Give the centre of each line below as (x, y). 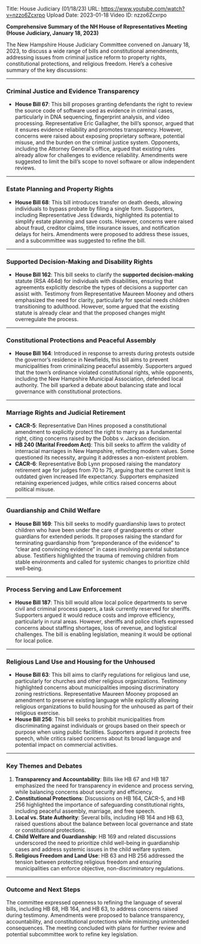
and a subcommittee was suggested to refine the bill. (80, 240)
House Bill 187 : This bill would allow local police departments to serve (101, 602)
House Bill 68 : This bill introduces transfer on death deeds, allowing (98, 202)
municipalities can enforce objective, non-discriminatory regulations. (100, 868)
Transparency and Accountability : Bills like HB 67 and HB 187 (92, 779)
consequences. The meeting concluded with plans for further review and (96, 928)
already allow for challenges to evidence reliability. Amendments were (101, 155)
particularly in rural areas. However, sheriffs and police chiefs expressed (104, 622)
